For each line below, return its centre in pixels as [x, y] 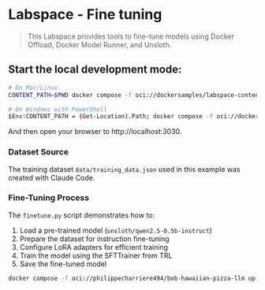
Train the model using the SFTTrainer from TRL [96, 255]
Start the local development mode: [95, 70]
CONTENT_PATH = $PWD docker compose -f [70, 95]
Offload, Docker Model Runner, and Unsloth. [99, 44]
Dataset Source [39, 152]
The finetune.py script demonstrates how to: [82, 215]
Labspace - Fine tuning [85, 15]
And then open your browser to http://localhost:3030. [95, 132]
